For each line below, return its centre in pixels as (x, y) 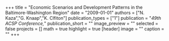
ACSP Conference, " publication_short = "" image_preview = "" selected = (82, 23)
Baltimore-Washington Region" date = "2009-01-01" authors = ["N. (75, 13)
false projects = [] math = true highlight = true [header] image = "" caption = (85, 29)
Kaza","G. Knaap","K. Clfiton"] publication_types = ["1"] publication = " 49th (83, 18)
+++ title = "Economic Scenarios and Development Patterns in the (74, 7)
